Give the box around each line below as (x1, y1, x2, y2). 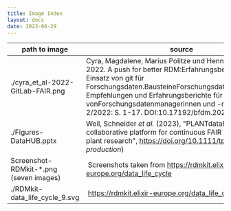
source (169, 45, 194, 54)
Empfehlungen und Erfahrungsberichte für (85, 91, 223, 100)
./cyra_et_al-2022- (10, 78, 74, 87)
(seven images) (10, 173, 61, 183)
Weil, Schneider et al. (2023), (85, 119, 181, 129)
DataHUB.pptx (10, 136, 57, 146)
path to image (21, 45, 69, 54)
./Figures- (10, 128, 44, 137)
